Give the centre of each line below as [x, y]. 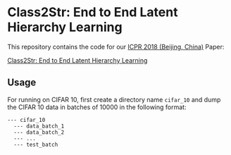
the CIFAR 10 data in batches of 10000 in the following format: [97, 107]
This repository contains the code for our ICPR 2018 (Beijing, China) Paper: [116, 46]
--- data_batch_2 [39, 132]
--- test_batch [36, 144]
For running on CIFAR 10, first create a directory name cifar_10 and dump [114, 99]
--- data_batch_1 [39, 126]
